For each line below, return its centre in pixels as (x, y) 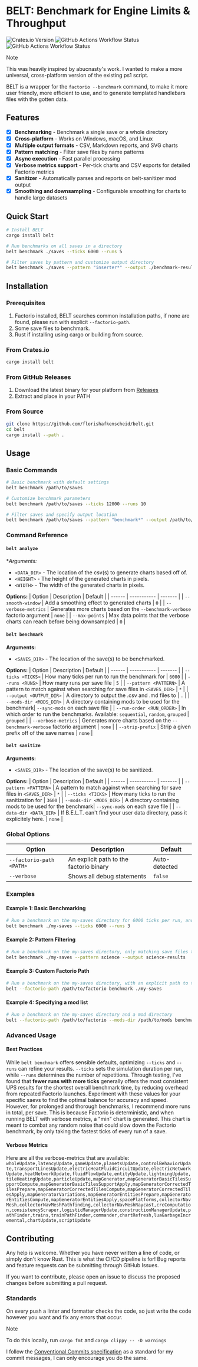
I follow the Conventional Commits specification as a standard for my (90, 1352)
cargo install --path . (35, 435)
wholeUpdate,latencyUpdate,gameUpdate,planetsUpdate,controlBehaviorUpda (99, 1164)
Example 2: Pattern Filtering (41, 939)
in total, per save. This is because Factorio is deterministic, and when (90, 1113)
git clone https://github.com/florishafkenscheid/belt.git (80, 424)
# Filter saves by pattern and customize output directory (80, 262)
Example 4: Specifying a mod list (47, 1002)
